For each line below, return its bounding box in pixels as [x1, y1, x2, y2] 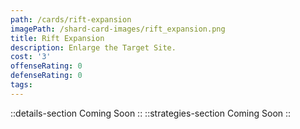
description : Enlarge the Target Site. [10, 42, 177, 53]
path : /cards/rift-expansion [10, 14, 132, 25]
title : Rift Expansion [10, 33, 105, 43]
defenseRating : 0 [10, 71, 83, 81]
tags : [10, 80, 33, 90]
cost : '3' [10, 52, 52, 62]
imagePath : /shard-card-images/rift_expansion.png [10, 24, 226, 34]
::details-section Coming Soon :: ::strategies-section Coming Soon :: [10, 107, 292, 119]
